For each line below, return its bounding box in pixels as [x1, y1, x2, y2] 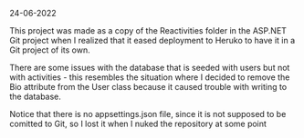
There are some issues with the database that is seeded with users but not [9, 63, 290, 73]
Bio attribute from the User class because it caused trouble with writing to [9, 82, 288, 92]
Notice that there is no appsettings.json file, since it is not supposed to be [9, 109, 287, 119]
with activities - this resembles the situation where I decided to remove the [9, 72, 290, 83]
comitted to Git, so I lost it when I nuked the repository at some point [9, 118, 267, 129]
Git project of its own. [9, 44, 91, 55]
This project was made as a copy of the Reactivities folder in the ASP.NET [9, 25, 288, 35]
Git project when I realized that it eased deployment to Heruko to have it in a [9, 35, 296, 45]
